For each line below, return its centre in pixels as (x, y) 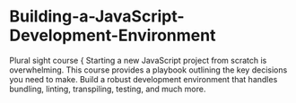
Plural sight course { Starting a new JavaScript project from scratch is (138, 60)
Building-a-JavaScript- (97, 17)
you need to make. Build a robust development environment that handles (144, 79)
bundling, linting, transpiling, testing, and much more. (108, 89)
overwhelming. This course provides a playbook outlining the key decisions (148, 70)
